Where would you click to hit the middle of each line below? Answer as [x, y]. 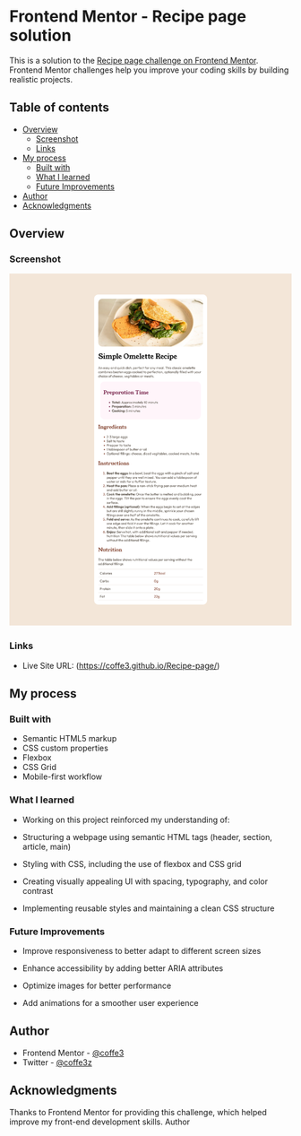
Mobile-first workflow [62, 776]
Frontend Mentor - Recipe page [128, 17]
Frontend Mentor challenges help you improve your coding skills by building [149, 70]
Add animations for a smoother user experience [110, 1003]
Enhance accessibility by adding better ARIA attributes [123, 968]
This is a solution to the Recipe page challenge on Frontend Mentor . [134, 60]
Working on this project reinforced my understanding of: [126, 819]
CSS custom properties [65, 748]
